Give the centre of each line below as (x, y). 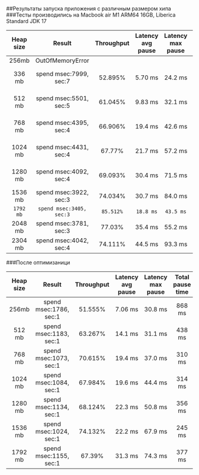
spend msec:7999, (62, 74)
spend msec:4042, (62, 240)
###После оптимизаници (38, 262)
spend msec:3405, (62, 209)
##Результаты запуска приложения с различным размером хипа (89, 9)
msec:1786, (52, 309)
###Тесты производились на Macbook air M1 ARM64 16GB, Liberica (91, 15)
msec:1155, (52, 456)
